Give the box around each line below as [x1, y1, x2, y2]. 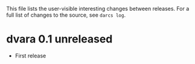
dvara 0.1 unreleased [6, 32, 113, 46]
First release [14, 52, 46, 59]
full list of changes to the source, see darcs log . [6, 11, 126, 19]
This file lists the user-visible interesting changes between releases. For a [6, 5, 190, 12]
